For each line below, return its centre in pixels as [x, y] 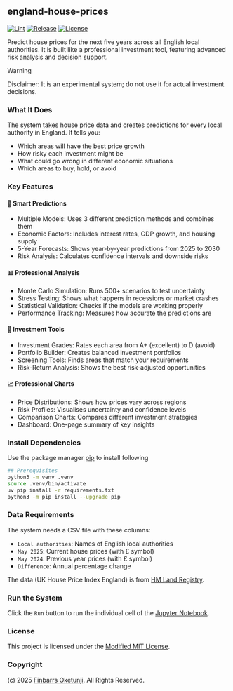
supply [27, 241]
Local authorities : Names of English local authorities [95, 544]
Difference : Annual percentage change [74, 566]
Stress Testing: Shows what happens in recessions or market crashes [118, 298]
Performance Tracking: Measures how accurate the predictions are [114, 313]
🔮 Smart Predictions [37, 203]
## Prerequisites [33, 471]
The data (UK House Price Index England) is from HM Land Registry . [106, 579]
